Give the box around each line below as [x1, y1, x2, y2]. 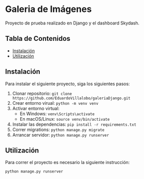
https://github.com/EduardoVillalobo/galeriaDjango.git [12, 96, 131, 101]
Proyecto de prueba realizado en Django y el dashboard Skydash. [5, 20, 140, 26]
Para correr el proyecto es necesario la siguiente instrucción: [5, 160, 130, 166]
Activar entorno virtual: [12, 105, 60, 111]
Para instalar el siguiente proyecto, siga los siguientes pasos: [5, 81, 130, 87]
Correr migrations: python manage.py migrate [12, 126, 105, 133]
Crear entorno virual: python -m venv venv [12, 100, 98, 106]
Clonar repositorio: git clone [12, 90, 72, 96]
